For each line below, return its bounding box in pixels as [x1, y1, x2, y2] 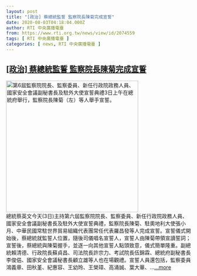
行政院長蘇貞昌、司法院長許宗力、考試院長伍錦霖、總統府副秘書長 [31, 249, 191, 256]
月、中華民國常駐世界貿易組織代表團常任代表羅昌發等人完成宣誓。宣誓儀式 [6, 227, 186, 234]
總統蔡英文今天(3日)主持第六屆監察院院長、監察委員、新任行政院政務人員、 [6, 212, 188, 219]
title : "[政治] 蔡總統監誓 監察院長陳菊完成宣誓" [6, 14, 115, 20]
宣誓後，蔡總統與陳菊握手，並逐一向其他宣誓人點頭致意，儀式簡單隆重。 [6, 241, 181, 249]
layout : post [6, 8, 38, 15]
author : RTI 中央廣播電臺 [6, 25, 64, 31]
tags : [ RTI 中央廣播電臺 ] [6, 36, 69, 42]
